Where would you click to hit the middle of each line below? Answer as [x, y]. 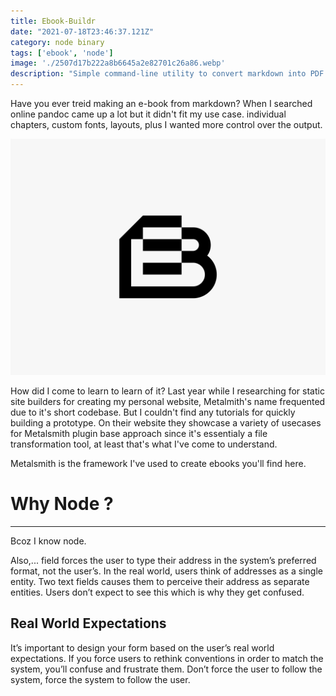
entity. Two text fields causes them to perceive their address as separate [160, 581]
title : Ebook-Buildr [53, 21]
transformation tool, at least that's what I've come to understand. [144, 444]
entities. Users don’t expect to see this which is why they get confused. [157, 592]
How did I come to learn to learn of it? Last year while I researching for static [167, 391]
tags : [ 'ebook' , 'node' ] [62, 53]
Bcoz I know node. [48, 541]
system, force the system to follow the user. [100, 679]
